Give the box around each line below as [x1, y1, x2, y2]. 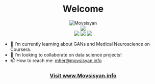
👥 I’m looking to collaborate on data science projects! [10, 51, 122, 58]
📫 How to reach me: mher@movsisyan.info [10, 57, 102, 64]
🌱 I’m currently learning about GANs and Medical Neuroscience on [10, 41, 150, 47]
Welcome [63, 3, 104, 15]
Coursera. [10, 46, 32, 52]
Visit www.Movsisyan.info [49, 72, 117, 79]
